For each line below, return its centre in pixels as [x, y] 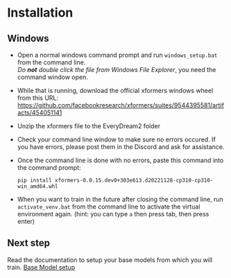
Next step [29, 243]
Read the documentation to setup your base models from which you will [110, 260]
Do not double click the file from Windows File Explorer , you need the [117, 70]
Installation [40, 13]
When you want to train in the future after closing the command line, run [120, 199]
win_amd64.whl [37, 186]
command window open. [53, 77]
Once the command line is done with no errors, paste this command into [120, 160]
